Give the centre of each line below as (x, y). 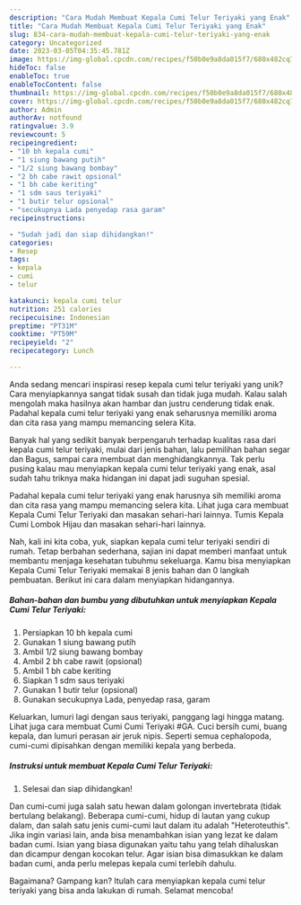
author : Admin (36, 110)
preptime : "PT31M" (43, 326)
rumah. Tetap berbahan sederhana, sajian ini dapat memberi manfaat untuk (148, 551)
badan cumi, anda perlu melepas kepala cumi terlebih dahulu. (123, 863)
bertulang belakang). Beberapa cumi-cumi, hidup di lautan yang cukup (140, 815)
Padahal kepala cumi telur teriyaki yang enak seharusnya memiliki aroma (143, 413)
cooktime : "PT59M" (43, 334)
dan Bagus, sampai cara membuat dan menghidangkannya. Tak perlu (138, 458)
